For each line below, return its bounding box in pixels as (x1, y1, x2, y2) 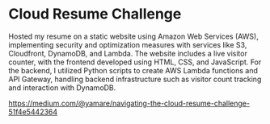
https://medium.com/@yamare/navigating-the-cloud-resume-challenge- (8, 98, 251, 108)
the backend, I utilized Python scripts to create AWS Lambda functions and (8, 65, 259, 75)
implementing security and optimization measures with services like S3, (8, 39, 247, 49)
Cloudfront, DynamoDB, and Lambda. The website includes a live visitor (8, 48, 248, 58)
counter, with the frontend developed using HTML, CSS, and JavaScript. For (8, 57, 262, 67)
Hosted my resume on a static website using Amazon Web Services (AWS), (8, 31, 259, 41)
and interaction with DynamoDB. (8, 82, 116, 93)
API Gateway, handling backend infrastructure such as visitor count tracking (8, 74, 262, 84)
